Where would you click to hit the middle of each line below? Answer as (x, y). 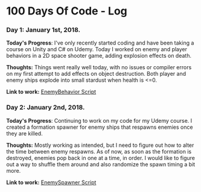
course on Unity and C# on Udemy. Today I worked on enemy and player (97, 49)
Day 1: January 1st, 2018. (43, 30)
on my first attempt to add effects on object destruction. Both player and (96, 74)
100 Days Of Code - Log (67, 11)
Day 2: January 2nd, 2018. (46, 108)
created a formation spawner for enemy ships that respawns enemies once (100, 127)
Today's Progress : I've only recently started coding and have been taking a (100, 43)
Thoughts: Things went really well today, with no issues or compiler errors (99, 67)
